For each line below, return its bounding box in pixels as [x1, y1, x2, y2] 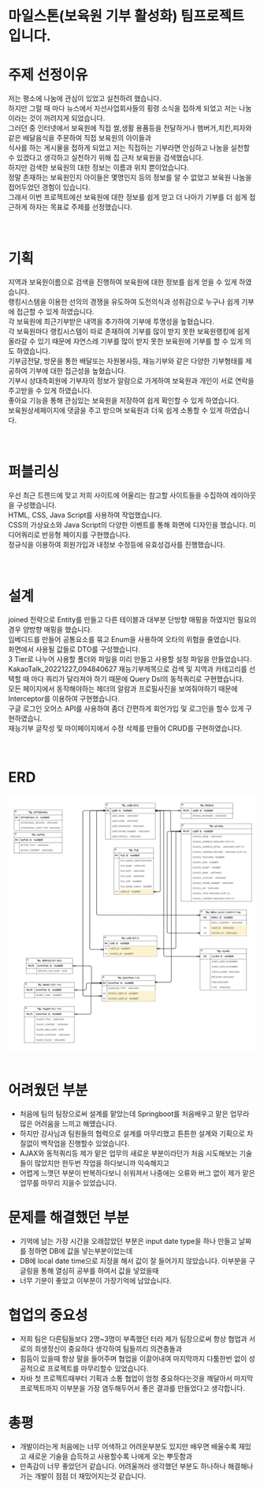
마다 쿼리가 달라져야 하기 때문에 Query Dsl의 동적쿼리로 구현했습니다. [31, 674, 244, 683]
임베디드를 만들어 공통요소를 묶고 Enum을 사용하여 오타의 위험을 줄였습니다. [8, 634, 242, 644]
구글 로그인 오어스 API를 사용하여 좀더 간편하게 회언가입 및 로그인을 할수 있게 [8, 704, 244, 713]
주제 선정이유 [8, 66, 88, 84]
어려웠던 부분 [8, 1081, 88, 1099]
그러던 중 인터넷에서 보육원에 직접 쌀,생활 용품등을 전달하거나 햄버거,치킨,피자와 [8, 123, 252, 133]
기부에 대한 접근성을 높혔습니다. [28, 366, 126, 376]
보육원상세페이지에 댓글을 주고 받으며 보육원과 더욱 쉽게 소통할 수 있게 [8, 406, 223, 415]
